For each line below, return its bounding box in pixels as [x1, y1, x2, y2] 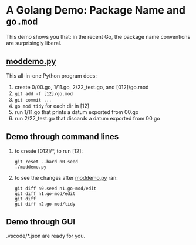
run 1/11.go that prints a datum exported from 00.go [14, 108, 139, 115]
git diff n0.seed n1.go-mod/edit [14, 186, 97, 192]
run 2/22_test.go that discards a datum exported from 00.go [14, 115, 160, 122]
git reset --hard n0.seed [14, 159, 78, 165]
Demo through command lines [6, 132, 119, 142]
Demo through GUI [6, 217, 75, 227]
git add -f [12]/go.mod [14, 90, 73, 97]
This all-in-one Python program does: [6, 72, 97, 79]
